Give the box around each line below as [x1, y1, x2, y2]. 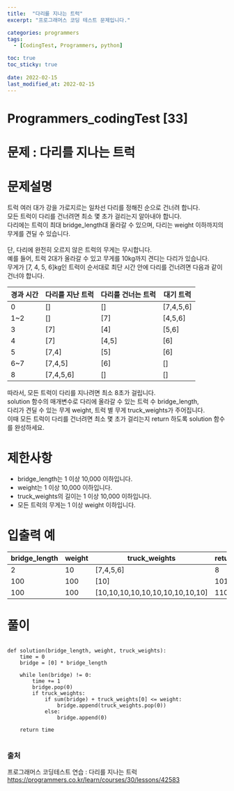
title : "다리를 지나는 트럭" [7, 10, 84, 17]
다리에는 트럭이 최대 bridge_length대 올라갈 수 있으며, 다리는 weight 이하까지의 [7, 221, 224, 229]
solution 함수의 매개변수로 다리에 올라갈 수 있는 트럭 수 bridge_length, [7, 397, 199, 406]
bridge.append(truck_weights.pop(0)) [56, 702, 167, 709]
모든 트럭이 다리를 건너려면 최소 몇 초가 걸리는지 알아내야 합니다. [7, 211, 182, 220]
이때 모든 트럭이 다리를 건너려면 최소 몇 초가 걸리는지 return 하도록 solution [7, 415, 212, 423]
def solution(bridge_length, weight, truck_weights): [7, 647, 167, 654]
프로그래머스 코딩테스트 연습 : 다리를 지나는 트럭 [7, 767, 138, 776]
